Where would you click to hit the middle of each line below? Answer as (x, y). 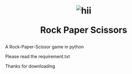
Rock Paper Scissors (84, 30)
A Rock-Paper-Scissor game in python (45, 47)
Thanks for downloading (30, 66)
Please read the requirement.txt (38, 56)
